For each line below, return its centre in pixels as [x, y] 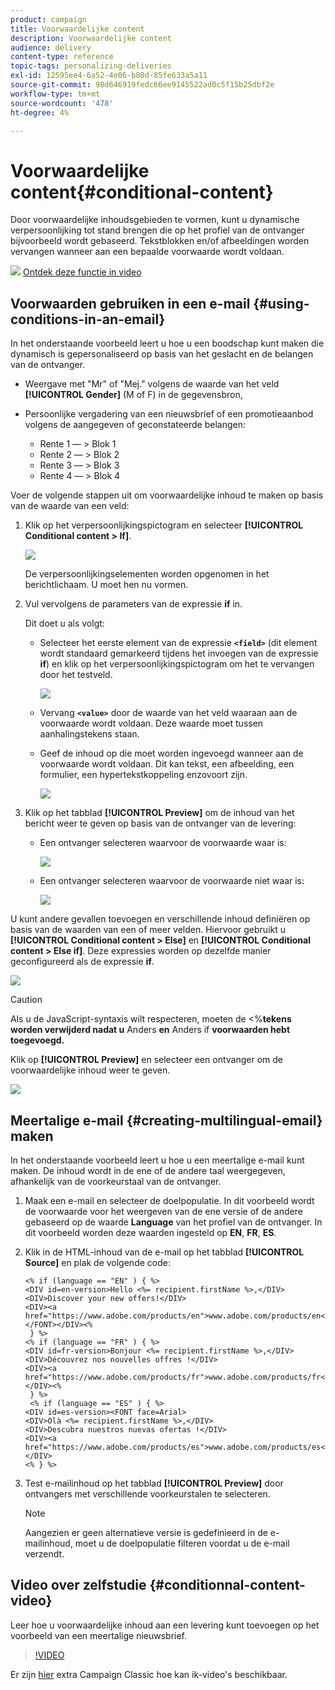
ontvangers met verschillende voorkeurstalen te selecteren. [147, 1493]
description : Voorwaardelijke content [91, 38]
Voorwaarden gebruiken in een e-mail [130, 303]
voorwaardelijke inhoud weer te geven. [90, 1070]
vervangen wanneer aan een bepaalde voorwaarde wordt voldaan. [147, 252]
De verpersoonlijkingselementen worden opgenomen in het [147, 574]
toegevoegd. [37, 1040]
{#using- [281, 303]
